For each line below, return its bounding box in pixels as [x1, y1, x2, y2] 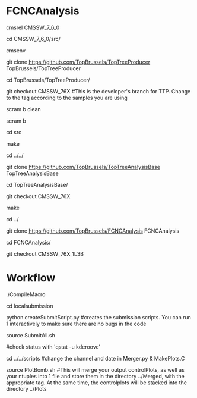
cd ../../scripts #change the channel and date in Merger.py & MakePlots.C [6, 355, 185, 362]
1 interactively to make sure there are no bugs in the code [6, 320, 147, 327]
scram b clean [6, 105, 42, 112]
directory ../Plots [6, 385, 47, 392]
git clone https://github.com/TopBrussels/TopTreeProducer [6, 58, 151, 65]
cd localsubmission [6, 302, 53, 309]
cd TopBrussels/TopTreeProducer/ [6, 76, 90, 83]
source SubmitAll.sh [6, 331, 55, 339]
